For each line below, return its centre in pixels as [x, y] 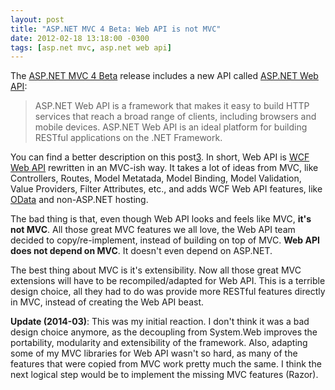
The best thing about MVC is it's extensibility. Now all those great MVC [156, 270]
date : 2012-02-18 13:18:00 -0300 [80, 38]
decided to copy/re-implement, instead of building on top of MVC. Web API [165, 240]
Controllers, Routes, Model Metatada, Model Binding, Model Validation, [156, 178]
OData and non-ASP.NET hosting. [79, 200]
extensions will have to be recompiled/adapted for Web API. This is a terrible [168, 281]
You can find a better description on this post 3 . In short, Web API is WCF [160, 157]
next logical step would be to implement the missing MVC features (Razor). [164, 375]
